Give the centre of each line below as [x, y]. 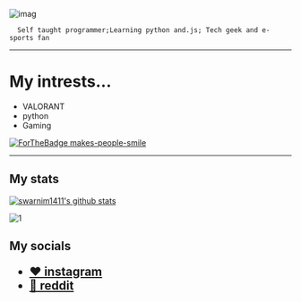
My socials [40, 246]
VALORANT [43, 106]
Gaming [37, 125]
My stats [34, 179]
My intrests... [60, 82]
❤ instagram [66, 272]
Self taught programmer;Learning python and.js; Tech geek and [138, 30]
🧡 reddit [52, 286]
